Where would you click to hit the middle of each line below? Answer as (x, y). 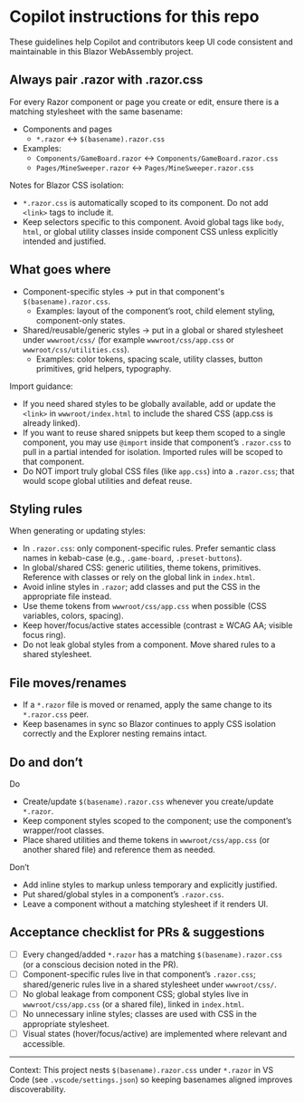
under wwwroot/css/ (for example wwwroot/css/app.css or (128, 339)
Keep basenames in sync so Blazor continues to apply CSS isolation (149, 724)
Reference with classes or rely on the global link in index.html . (139, 577)
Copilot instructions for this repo (134, 17)
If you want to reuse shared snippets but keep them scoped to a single (154, 432)
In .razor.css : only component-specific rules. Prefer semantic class (149, 548)
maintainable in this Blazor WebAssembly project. (101, 51)
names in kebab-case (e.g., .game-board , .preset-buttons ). (132, 558)
